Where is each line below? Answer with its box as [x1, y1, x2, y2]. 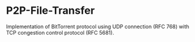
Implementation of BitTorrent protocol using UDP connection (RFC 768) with [6, 23, 189, 30]
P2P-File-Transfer [6, 4, 95, 17]
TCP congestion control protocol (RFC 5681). [6, 29, 114, 36]
